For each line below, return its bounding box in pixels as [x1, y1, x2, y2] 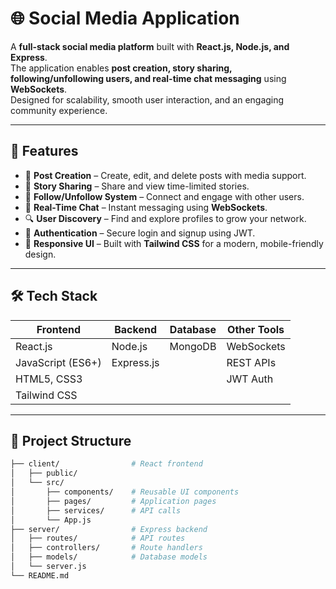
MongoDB [169, 339, 217, 353]
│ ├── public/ [10, 468, 78, 479]
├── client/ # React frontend [10, 459, 203, 469]
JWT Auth [226, 372, 274, 386]
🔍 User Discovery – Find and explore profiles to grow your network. [24, 212, 307, 224]
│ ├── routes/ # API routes [10, 533, 186, 544]
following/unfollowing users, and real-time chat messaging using [10, 72, 287, 84]
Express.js [111, 355, 160, 369]
